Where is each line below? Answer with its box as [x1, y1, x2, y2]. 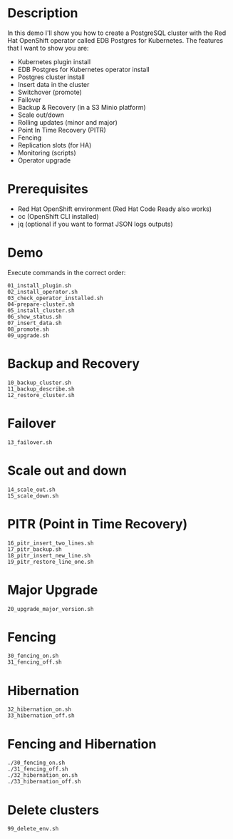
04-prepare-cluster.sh [7, 301, 75, 308]
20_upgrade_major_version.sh [7, 605, 94, 612]
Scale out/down [17, 110, 65, 119]
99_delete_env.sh [7, 825, 59, 833]
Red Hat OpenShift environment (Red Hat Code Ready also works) [17, 205, 212, 213]
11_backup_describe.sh [7, 385, 75, 393]
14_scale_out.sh [7, 486, 56, 493]
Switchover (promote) [17, 88, 82, 96]
